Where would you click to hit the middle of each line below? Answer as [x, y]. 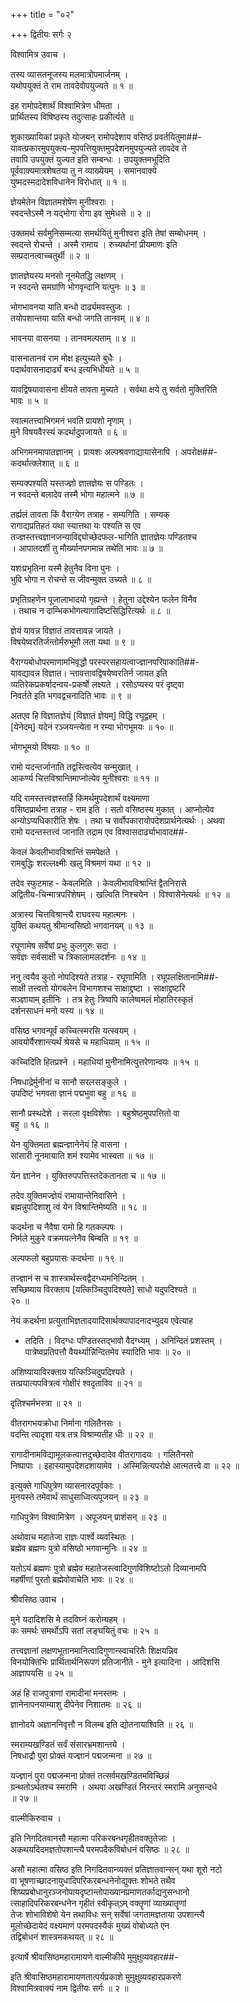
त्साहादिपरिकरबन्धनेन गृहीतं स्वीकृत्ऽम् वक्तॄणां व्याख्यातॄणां [98, 1903]
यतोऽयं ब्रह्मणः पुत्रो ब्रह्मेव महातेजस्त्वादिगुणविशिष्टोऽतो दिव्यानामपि [108, 1568]
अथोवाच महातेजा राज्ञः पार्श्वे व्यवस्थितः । [72, 1537]
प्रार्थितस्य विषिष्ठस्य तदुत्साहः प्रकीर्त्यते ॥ [72, 117]
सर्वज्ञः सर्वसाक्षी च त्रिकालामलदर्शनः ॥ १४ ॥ [78, 957]
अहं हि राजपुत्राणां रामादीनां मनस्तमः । [68, 1693]
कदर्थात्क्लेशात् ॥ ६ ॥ [44, 463]
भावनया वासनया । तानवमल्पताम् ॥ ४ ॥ [73, 338]
